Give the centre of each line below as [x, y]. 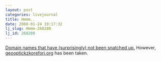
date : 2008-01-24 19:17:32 [34, 24]
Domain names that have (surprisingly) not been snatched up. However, [81, 48]
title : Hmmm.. [20, 19]
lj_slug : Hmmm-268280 [28, 29]
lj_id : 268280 [20, 33]
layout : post [19, 10]
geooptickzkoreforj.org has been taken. [47, 53]
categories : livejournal [32, 15]
